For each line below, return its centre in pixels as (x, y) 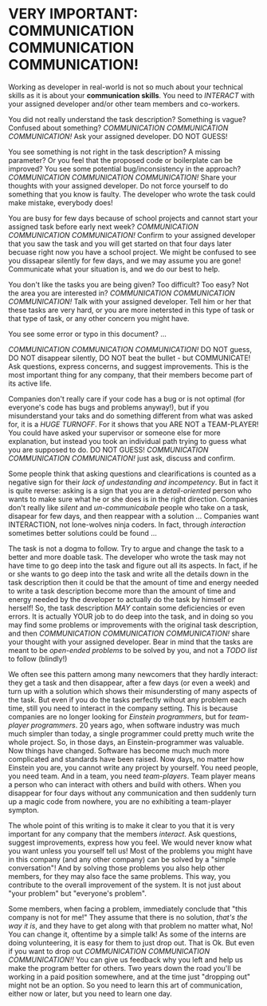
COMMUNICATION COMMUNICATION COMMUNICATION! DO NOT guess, (130, 349)
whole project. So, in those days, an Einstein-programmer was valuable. (126, 742)
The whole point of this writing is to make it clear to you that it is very (122, 825)
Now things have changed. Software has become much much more (119, 751)
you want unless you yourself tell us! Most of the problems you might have (130, 850)
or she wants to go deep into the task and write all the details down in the (129, 574)
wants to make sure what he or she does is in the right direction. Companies (133, 499)
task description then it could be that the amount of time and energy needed (133, 582)
